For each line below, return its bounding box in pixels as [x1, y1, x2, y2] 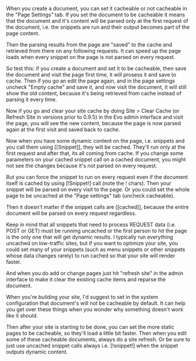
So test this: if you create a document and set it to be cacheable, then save [6, 65, 187, 72]
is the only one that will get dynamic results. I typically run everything [6, 233, 174, 240]
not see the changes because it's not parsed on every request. [6, 162, 158, 169]
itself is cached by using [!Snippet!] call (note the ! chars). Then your [6, 180, 171, 187]
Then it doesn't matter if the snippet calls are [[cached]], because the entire [6, 204, 189, 210]
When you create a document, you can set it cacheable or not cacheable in [6, 5, 187, 12]
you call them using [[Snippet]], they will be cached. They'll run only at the [6, 143, 185, 150]
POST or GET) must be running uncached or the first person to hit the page [6, 228, 187, 234]
